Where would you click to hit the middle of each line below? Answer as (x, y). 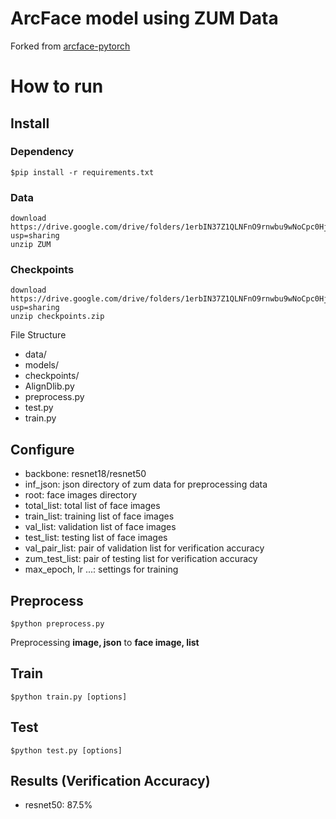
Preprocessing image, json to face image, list (105, 643)
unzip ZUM (31, 245)
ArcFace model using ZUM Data (144, 18)
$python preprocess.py (57, 624)
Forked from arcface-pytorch (70, 46)
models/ (42, 365)
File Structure (38, 335)
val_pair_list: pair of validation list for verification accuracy (144, 548)
